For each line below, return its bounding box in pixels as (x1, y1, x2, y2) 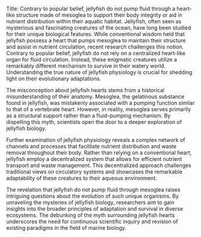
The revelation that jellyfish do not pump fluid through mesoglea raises (6, 186, 181, 193)
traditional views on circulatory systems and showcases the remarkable (6, 168, 182, 175)
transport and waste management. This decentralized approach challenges (6, 162, 191, 169)
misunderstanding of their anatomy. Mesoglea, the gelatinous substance (6, 93, 185, 100)
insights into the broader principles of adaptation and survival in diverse (6, 205, 184, 212)
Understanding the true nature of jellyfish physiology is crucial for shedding (6, 69, 193, 75)
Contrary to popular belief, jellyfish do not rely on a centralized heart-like (6, 50, 185, 56)
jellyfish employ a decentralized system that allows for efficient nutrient (6, 156, 182, 162)
